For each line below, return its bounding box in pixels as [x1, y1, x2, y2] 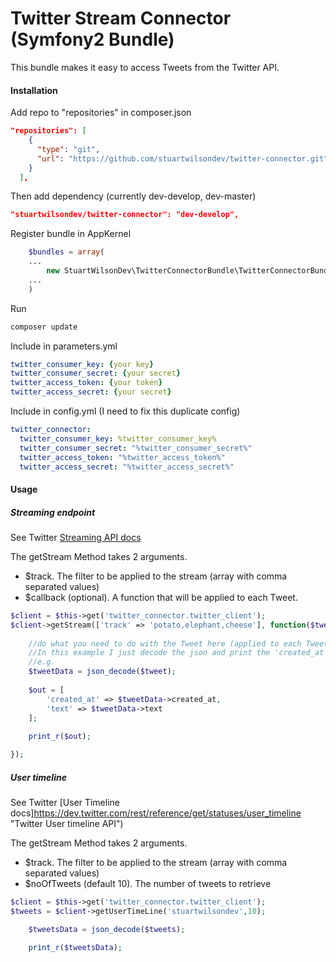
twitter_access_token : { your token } [10, 378, 163, 388]
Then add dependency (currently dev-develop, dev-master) [10, 190, 257, 202]
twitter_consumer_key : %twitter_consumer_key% [19, 433, 217, 444]
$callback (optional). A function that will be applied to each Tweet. [24, 591, 298, 603]
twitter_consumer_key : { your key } [10, 359, 155, 369]
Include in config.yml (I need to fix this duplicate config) [10, 405, 241, 417]
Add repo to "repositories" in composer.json [10, 107, 192, 119]
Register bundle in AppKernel [10, 228, 132, 240]
